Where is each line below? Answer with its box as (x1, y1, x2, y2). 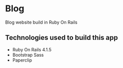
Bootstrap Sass (12, 52, 44, 58)
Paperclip (12, 57, 32, 63)
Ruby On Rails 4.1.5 (12, 46, 52, 52)
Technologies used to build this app (5, 34, 118, 42)
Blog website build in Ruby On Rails (5, 19, 78, 25)
